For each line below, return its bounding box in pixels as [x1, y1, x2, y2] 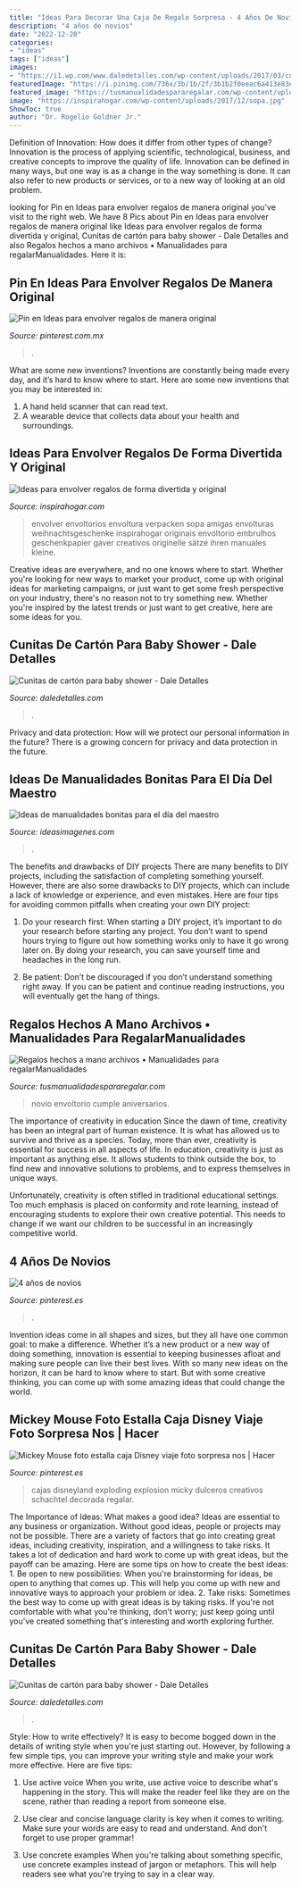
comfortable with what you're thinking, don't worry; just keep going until [9, 1606, 275, 1616]
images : [9, 63, 38, 72]
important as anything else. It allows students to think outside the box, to [9, 1154, 277, 1165]
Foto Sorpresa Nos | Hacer [9, 1426, 159, 1441]
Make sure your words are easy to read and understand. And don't [21, 1823, 268, 1834]
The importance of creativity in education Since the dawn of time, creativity [9, 1115, 287, 1126]
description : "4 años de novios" [9, 21, 134, 30]
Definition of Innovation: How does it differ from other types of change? [9, 138, 272, 148]
